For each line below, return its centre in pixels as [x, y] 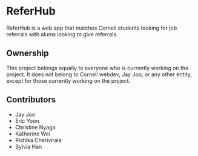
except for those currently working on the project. [68, 80]
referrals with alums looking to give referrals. [62, 34]
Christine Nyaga [35, 127]
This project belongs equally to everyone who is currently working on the [97, 68]
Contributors [31, 100]
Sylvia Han [28, 146]
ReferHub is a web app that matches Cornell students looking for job [92, 28]
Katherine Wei [32, 134]
